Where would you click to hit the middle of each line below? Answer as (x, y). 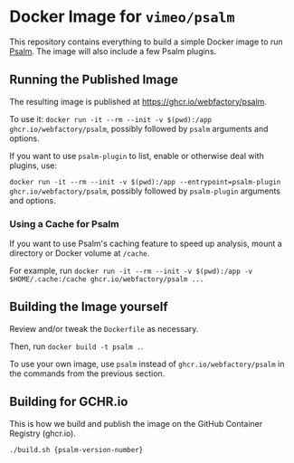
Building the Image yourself (89, 307)
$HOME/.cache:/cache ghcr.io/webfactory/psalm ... (107, 279)
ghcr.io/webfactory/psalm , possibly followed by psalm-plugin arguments (145, 191)
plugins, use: (33, 165)
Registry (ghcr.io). (43, 433)
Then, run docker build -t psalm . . (76, 346)
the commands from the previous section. (87, 373)
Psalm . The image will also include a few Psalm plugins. (113, 51)
